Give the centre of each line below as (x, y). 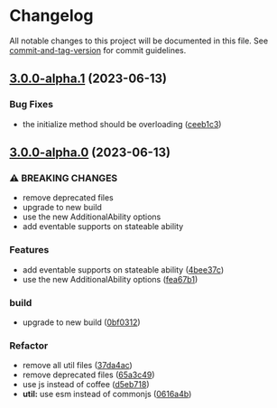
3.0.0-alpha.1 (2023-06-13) (88, 79)
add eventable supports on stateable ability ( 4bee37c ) (123, 269)
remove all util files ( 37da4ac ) (77, 366)
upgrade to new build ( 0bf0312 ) (82, 322)
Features (29, 250)
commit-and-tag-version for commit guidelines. (98, 50)
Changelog (51, 16)
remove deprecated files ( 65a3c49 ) (88, 375)
